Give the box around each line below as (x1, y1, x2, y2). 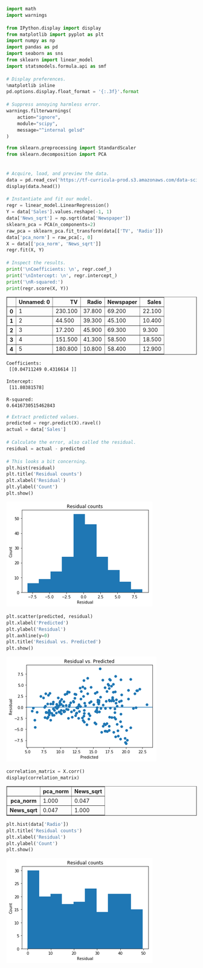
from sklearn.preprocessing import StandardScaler (6, 145, 137, 151)
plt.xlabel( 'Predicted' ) (6, 620, 69, 626)
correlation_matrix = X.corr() (6, 768, 85, 775)
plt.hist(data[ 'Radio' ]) (6, 821, 69, 827)
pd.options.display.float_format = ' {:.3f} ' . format (6, 89, 139, 95)
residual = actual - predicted (6, 446, 85, 452)
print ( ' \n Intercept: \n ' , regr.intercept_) (6, 272, 118, 279)
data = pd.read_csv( (6, 177, 59, 183)
